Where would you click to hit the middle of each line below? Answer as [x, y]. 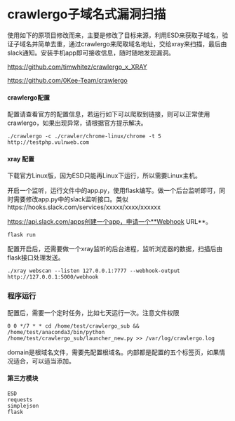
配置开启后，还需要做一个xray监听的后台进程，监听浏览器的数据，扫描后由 [115, 249]
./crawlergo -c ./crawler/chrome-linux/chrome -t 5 [84, 136]
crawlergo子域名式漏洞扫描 [87, 14]
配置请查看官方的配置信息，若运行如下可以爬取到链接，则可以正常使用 [109, 114]
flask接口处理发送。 [36, 258]
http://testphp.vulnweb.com [48, 142]
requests [20, 400]
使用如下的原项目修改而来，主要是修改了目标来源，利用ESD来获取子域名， [115, 35]
